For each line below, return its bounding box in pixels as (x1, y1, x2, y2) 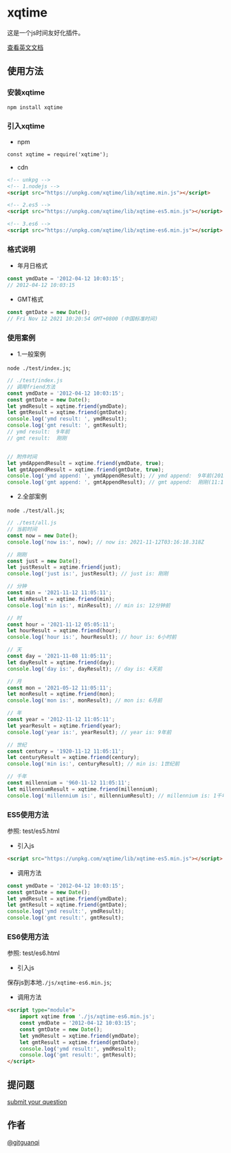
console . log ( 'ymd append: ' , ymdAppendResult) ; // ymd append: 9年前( (7, 473, 215, 480)
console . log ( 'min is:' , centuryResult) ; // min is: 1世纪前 (7, 760, 180, 767)
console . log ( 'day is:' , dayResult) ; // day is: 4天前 (7, 665, 163, 672)
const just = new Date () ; (7, 558, 81, 564)
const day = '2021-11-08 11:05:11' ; (7, 653, 112, 660)
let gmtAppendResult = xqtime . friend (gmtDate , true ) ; (7, 466, 165, 473)
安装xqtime (7, 88, 45, 97)
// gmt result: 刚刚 (7, 435, 67, 442)
